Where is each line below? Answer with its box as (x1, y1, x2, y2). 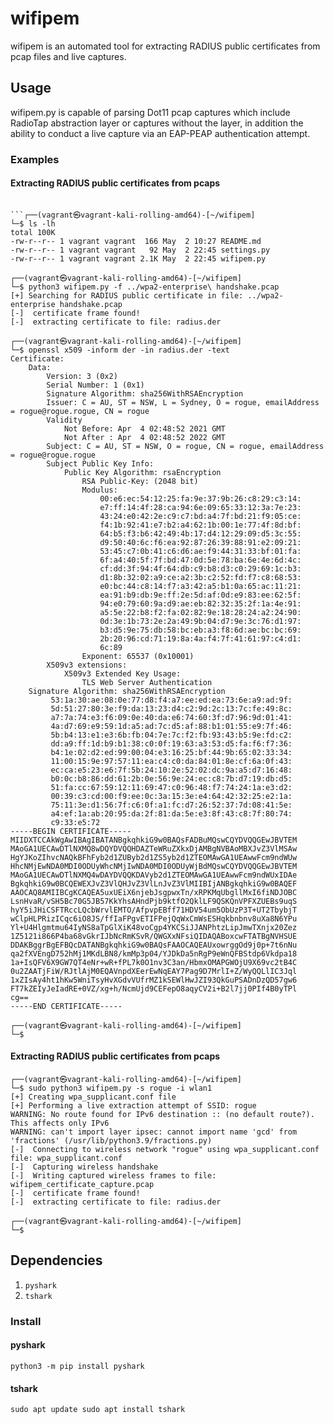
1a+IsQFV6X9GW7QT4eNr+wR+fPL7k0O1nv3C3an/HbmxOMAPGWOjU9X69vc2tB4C (10, 957, 298, 967)
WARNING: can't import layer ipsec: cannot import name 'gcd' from (10, 1127, 298, 1137)
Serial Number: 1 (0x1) (46, 380, 145, 390)
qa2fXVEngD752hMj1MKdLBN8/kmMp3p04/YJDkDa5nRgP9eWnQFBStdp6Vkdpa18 (10, 948, 298, 959)
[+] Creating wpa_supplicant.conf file (10, 1092, 177, 1102)
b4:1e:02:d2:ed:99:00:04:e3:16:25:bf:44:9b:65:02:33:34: (50, 747, 293, 757)
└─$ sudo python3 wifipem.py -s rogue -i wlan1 (10, 1083, 213, 1094)
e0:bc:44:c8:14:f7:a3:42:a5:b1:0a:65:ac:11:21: (99, 581, 302, 591)
